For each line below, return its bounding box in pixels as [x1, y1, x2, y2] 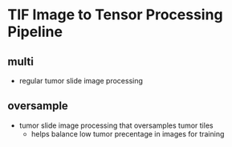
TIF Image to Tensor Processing [7, 6, 223, 24]
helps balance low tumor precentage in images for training [31, 129, 225, 138]
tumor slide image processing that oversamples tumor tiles [18, 120, 214, 130]
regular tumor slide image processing [18, 76, 144, 85]
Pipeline [7, 22, 63, 41]
